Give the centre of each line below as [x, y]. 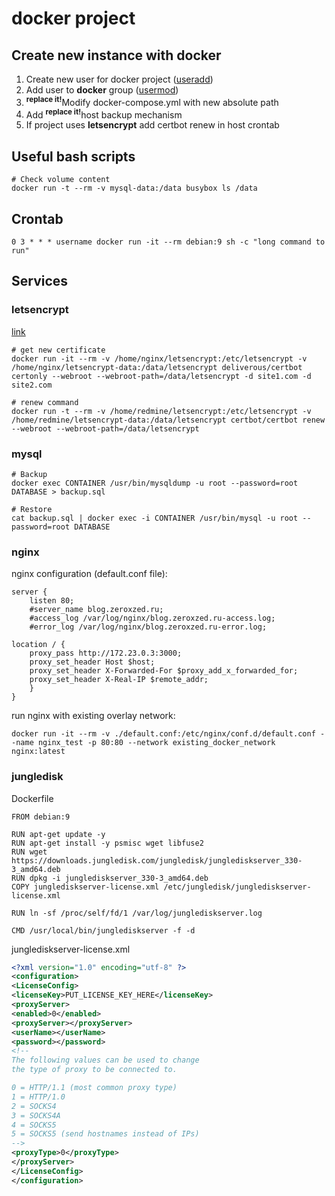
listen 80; [52, 601]
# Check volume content [61, 180]
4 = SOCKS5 [34, 1125]
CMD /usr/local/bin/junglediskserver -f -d [103, 930]
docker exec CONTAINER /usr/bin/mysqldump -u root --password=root [155, 483]
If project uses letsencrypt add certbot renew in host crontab [152, 125]
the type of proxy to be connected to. [94, 1070]
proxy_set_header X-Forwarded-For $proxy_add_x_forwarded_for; [164, 671]
